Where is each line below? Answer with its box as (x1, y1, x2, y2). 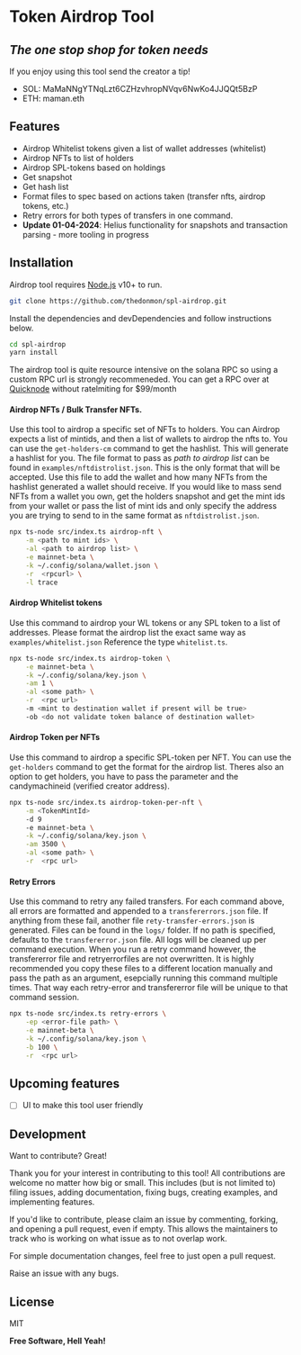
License (9, 1294, 55, 1309)
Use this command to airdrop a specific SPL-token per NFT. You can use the (9, 752, 292, 763)
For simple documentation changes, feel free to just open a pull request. (9, 1251, 277, 1261)
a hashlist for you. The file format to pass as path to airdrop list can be (9, 453, 270, 464)
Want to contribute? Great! (9, 1151, 108, 1161)
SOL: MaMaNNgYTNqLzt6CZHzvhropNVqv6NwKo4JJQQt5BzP (22, 84, 258, 94)
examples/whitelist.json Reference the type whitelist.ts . (9, 637, 228, 647)
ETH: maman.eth (22, 93, 85, 104)
